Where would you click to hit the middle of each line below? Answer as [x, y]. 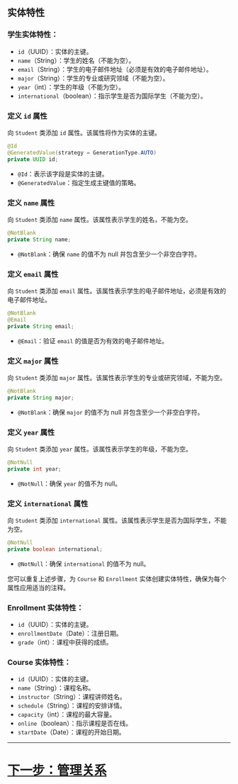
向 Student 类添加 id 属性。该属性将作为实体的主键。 [84, 133]
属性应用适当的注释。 [38, 588]
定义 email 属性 [33, 274]
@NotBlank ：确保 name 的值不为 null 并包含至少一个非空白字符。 [109, 254]
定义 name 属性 [31, 203]
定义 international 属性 [48, 503]
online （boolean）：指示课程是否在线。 [75, 723]
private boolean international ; [55, 549]
